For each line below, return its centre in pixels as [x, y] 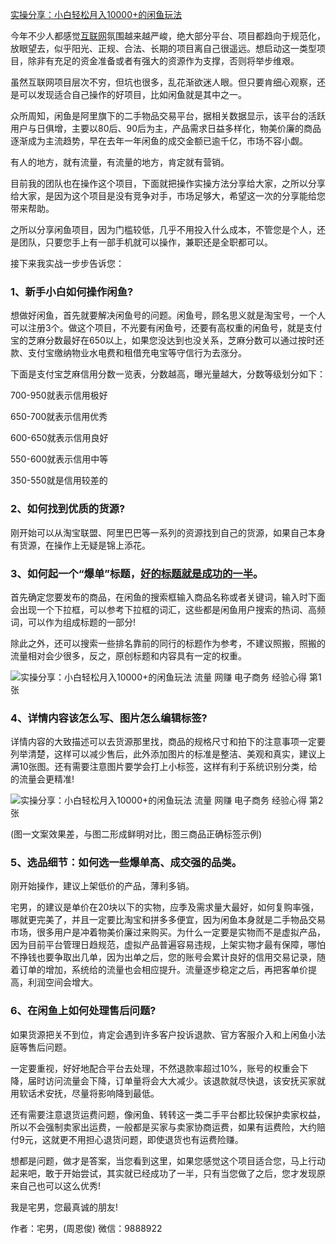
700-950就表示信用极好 [59, 395]
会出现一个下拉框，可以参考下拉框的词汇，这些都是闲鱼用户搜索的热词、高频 [168, 609]
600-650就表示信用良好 [59, 438]
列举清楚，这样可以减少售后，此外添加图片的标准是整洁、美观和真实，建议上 [168, 754]
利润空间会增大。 [62, 982]
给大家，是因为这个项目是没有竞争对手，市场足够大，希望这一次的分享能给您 [168, 196]
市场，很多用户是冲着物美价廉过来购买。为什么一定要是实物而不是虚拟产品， [168, 932]
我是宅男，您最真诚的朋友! [64, 1207]
